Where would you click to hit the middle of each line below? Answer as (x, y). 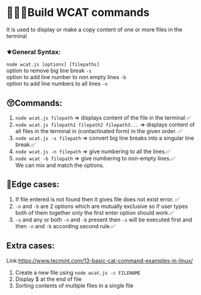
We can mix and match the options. (60, 166)
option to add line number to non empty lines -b (66, 77)
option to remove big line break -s (49, 71)
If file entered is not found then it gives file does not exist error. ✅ (97, 199)
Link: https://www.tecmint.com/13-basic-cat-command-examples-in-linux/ (100, 261)
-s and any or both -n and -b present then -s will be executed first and (104, 220)
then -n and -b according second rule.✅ (65, 226)
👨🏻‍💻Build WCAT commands (78, 13)
